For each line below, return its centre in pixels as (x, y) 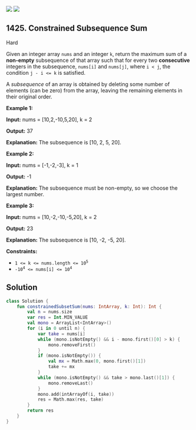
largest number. (25, 194)
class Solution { (27, 301)
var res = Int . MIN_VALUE (58, 317)
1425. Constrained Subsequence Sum (77, 29)
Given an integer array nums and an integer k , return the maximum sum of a (97, 54)
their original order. (29, 97)
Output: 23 (20, 228)
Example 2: (20, 154)
